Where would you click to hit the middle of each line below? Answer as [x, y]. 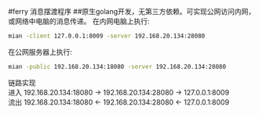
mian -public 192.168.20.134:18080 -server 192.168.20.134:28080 [117, 66]
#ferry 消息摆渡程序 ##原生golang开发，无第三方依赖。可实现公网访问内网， [132, 11]
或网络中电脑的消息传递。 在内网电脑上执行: [79, 21]
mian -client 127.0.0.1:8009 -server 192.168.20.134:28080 [107, 36]
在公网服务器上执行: [40, 52]
